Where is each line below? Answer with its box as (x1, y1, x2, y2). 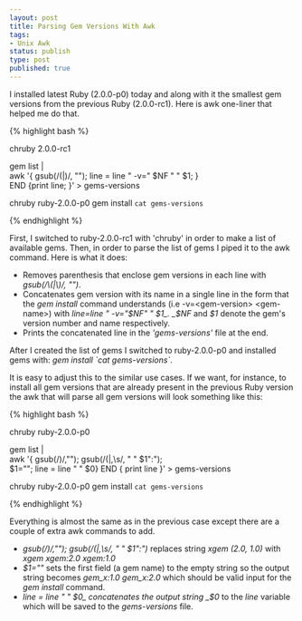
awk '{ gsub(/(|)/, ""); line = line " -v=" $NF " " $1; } (9, 170, 199, 181)
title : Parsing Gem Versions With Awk (9, 22, 156, 31)
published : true (9, 64, 71, 73)
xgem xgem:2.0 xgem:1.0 (22, 552, 116, 563)
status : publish (9, 47, 71, 56)
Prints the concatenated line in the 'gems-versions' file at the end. (22, 327, 269, 338)
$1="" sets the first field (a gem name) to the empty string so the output (22, 562, 289, 573)
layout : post (9, 13, 59, 23)
